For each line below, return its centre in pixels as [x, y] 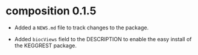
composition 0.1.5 [51, 11]
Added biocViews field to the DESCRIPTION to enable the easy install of [103, 39]
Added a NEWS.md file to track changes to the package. [81, 27]
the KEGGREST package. [45, 45]
